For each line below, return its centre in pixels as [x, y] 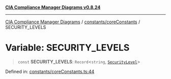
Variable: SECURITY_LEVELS [67, 48]
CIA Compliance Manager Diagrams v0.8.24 [53, 7]
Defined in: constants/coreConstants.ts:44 [50, 71]
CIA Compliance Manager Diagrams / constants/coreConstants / [73, 22]
